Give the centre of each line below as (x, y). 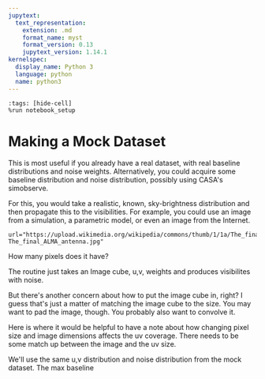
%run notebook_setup (42, 110)
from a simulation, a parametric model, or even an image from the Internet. (129, 220)
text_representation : (51, 23)
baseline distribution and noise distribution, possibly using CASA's (116, 180)
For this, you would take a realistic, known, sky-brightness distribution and (129, 204)
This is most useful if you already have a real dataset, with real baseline (124, 163)
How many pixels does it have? (58, 257)
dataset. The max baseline (51, 368)
